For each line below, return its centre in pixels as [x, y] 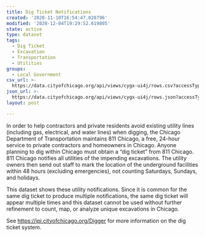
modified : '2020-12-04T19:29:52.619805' [59, 23]
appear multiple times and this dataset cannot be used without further [94, 202]
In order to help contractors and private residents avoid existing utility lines [100, 125]
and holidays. [23, 177]
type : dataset [24, 35]
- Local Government [37, 75]
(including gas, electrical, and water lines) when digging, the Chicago [94, 132]
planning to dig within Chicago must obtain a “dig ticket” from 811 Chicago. [100, 151]
